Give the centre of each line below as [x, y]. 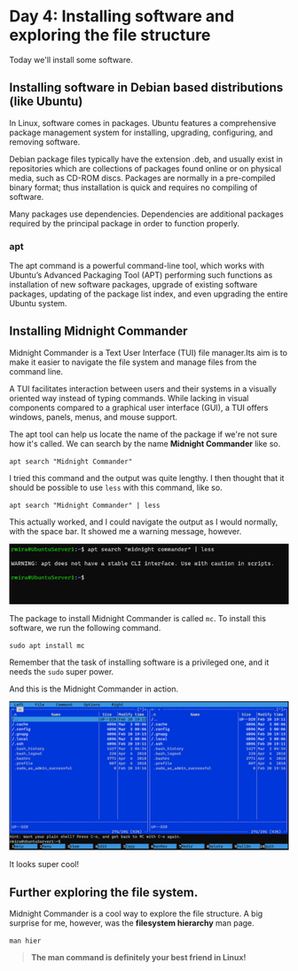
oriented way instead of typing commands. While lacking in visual [129, 398]
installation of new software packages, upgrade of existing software [133, 285]
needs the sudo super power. [62, 671]
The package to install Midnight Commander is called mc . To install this [137, 618]
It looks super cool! [44, 864]
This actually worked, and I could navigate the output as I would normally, [144, 522]
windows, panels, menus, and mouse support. [94, 417]
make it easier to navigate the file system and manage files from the [133, 362]
